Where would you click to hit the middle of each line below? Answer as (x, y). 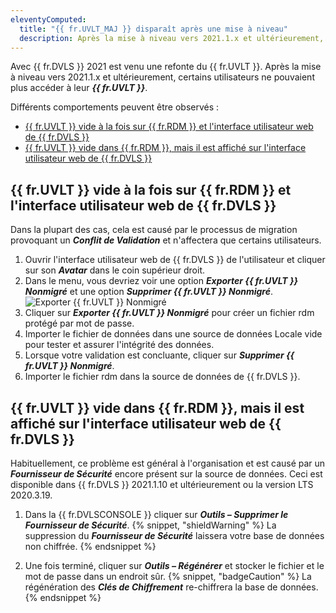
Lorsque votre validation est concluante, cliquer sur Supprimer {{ (159, 355)
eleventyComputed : (48, 19)
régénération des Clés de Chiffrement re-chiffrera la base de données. (171, 587)
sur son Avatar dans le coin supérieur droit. (115, 270)
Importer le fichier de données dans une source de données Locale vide (173, 334)
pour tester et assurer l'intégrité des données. (119, 345)
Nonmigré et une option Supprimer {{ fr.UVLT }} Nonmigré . (149, 292)
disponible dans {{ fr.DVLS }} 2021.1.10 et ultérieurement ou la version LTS (162, 484)
